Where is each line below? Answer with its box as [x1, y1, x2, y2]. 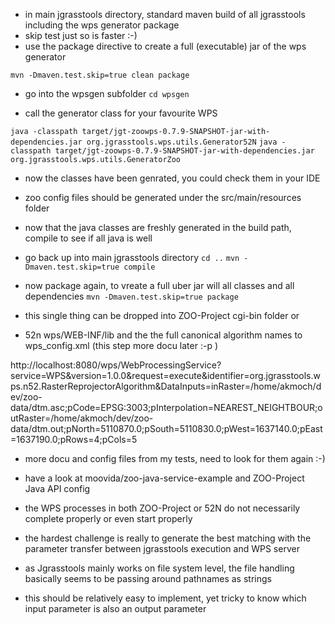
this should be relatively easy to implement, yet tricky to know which [24, 592, 307, 604]
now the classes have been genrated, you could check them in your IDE [24, 172, 321, 184]
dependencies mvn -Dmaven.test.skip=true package [24, 290, 239, 302]
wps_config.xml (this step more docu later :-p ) [24, 340, 219, 351]
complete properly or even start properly [24, 513, 193, 524]
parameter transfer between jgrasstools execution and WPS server [24, 543, 300, 554]
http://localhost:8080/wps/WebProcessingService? [10, 359, 222, 371]
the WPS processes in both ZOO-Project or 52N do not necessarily [24, 502, 301, 514]
